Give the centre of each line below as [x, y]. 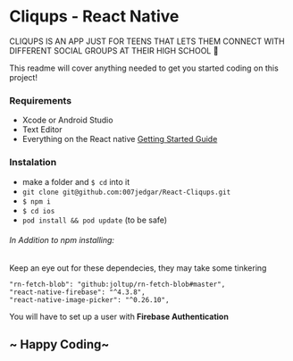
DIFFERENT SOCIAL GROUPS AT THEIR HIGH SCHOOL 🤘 [114, 50]
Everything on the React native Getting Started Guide [120, 139]
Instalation [33, 163]
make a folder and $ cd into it [76, 181]
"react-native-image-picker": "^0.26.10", [89, 300]
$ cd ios [38, 211]
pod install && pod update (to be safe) [95, 220]
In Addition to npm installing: [62, 240]
